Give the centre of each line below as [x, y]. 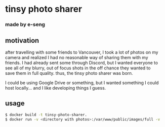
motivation [22, 40]
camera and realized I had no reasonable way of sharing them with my [77, 57]
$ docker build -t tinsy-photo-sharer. [46, 115]
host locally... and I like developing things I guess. [56, 88]
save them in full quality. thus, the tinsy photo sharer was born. [69, 73]
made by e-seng [25, 25]
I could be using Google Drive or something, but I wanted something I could [82, 83]
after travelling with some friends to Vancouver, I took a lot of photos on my [82, 52]
